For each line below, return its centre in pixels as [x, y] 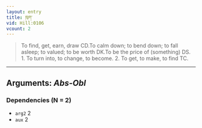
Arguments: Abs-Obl [46, 83]
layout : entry [24, 12]
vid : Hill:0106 [25, 23]
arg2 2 [23, 113]
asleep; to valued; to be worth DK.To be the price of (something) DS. [106, 52]
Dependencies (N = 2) [39, 100]
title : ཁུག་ [20, 17]
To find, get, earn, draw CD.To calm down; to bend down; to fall [99, 46]
